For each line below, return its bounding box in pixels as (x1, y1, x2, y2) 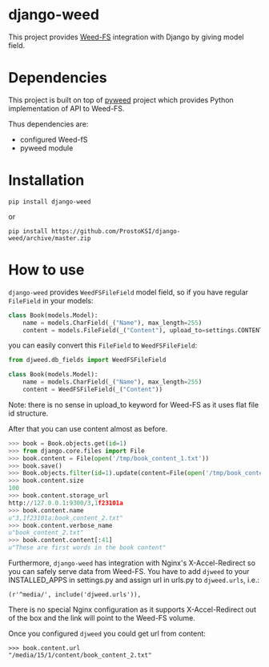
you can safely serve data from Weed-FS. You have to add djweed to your (8, 567, 250, 576)
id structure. (8, 408, 49, 418)
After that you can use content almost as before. (8, 424, 168, 433)
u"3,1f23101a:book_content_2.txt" (8, 514, 124, 522)
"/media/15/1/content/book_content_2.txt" (8, 651, 152, 659)
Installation (8, 171, 85, 190)
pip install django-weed (8, 198, 91, 206)
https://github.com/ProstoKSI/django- (50, 227, 181, 235)
